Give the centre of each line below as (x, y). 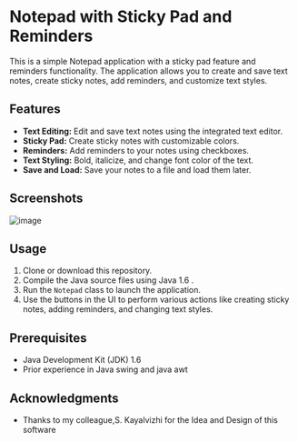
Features (35, 110)
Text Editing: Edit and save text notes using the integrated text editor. (153, 131)
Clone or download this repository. (87, 271)
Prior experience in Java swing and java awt (105, 369)
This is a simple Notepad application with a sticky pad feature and (133, 61)
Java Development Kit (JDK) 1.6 (82, 360)
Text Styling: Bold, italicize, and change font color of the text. (138, 160)
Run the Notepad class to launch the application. (112, 290)
